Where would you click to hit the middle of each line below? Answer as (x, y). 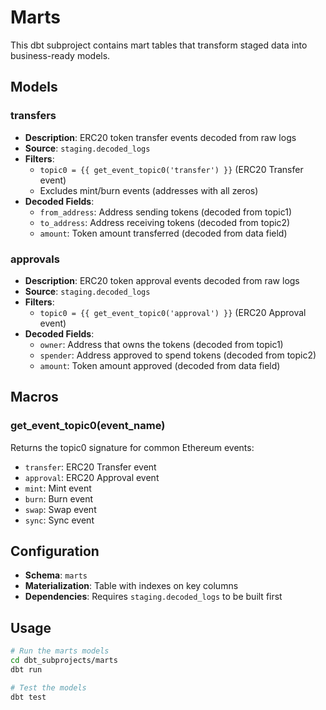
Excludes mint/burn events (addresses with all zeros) (149, 190)
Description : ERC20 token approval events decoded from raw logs (162, 280)
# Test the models (48, 687)
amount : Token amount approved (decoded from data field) (160, 365)
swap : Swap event (60, 509)
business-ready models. (60, 55)
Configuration (55, 551)
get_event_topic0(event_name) (88, 426)
